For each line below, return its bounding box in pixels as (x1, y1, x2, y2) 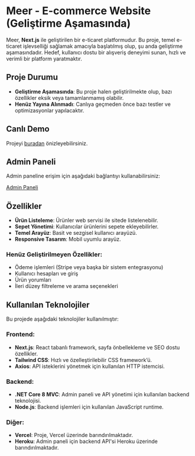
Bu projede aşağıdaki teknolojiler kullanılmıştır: (6, 315, 119, 323)
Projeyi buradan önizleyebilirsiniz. (6, 140, 88, 147)
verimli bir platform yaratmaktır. (6, 55, 83, 62)
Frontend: (6, 330, 35, 338)
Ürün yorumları (14, 276, 51, 283)
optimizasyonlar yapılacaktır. (14, 106, 84, 114)
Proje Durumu (6, 72, 58, 82)
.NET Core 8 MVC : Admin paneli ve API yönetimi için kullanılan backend (14, 390, 190, 397)
